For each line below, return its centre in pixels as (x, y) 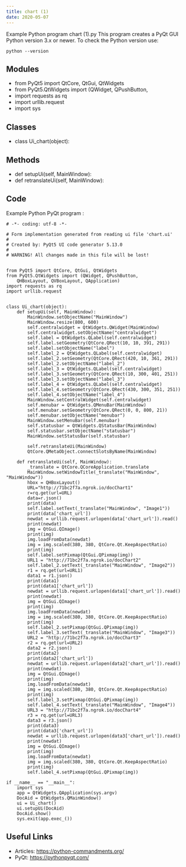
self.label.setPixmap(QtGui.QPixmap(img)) (80, 555)
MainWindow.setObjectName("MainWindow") (78, 317)
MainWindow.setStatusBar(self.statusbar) (79, 436)
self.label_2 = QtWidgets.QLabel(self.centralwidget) (95, 353)
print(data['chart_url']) (59, 514)
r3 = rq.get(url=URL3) (55, 715)
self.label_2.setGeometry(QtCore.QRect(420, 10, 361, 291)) (103, 358)
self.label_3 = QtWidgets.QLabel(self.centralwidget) (95, 369)
